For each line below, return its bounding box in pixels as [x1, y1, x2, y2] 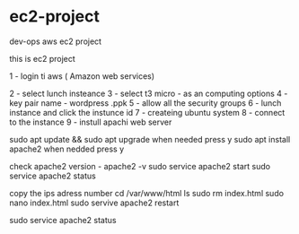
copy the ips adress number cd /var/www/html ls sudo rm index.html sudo [9, 187, 285, 198]
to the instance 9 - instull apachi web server [9, 117, 172, 127]
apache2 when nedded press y [9, 143, 125, 154]
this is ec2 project [9, 53, 76, 64]
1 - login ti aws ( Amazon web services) [9, 70, 155, 82]
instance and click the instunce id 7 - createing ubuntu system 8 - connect [9, 107, 286, 117]
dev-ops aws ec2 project [9, 36, 101, 47]
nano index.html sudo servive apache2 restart [9, 197, 180, 208]
